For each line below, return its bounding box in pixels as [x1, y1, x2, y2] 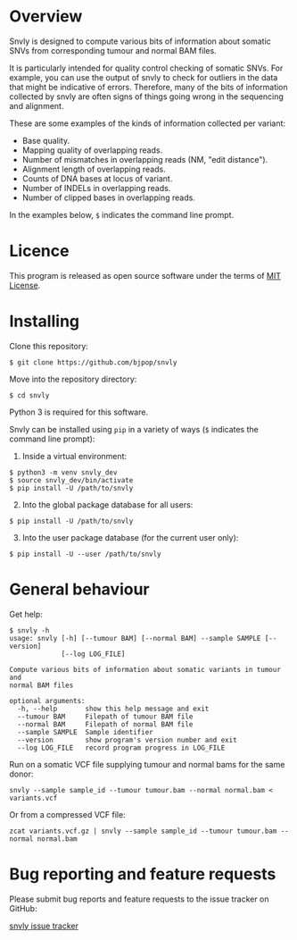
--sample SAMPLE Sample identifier [17, 727, 153, 736]
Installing [9, 311, 80, 332]
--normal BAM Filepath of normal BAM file [17, 719, 194, 729]
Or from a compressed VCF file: [9, 809, 127, 819]
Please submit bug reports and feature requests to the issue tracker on [9, 894, 269, 904]
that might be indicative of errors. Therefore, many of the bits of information [9, 81, 288, 92]
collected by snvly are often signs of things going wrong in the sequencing [9, 91, 284, 102]
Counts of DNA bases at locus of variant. [21, 172, 173, 184]
